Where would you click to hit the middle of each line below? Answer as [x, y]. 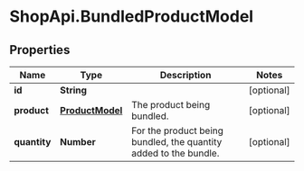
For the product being [177, 130]
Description [185, 75]
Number [78, 142]
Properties [40, 50]
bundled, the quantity [176, 142]
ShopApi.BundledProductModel [132, 17]
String [74, 90]
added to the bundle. [175, 153]
